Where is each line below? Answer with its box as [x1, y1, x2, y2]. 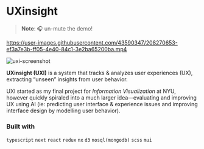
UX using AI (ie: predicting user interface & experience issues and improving [6, 100, 198, 107]
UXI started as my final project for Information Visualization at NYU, [6, 87, 177, 95]
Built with [6, 122, 35, 131]
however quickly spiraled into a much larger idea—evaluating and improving [6, 93, 197, 101]
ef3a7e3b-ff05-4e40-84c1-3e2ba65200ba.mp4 [6, 45, 127, 53]
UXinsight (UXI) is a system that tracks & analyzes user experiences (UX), [6, 69, 193, 76]
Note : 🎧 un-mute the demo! [21, 24, 93, 32]
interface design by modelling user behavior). [6, 107, 121, 114]
